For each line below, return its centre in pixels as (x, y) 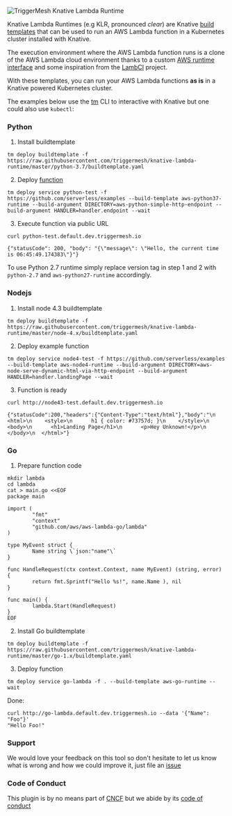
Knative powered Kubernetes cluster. (60, 88)
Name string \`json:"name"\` (74, 551)
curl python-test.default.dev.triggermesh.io (74, 236)
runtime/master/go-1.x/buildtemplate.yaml (69, 656)
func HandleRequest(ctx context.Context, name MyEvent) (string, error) (115, 569)
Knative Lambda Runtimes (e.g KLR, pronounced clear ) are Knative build (111, 24)
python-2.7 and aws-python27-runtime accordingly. (80, 275)
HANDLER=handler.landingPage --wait (60, 377)
